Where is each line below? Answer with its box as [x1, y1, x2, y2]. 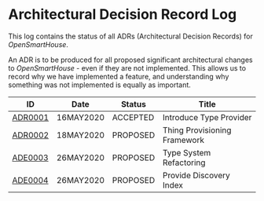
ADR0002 [12, 130, 49, 141]
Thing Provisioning [162, 124, 232, 135]
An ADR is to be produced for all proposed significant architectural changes [8, 55, 253, 64]
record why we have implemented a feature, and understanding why [8, 71, 229, 81]
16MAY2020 [56, 111, 104, 122]
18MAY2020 [56, 130, 104, 141]
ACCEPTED [112, 111, 155, 122]
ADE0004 [12, 174, 49, 185]
